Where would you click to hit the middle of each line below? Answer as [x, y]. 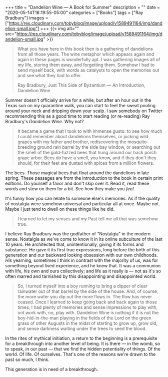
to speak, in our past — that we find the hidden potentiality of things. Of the [83, 349]
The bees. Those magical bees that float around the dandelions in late [77, 173]
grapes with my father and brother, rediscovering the [72, 142]
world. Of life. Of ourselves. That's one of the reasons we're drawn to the [80, 354]
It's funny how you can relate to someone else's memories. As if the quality [83, 198]
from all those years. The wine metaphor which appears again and [86, 54]
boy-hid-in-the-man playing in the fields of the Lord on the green [84, 318]
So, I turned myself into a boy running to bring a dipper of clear [82, 286]
